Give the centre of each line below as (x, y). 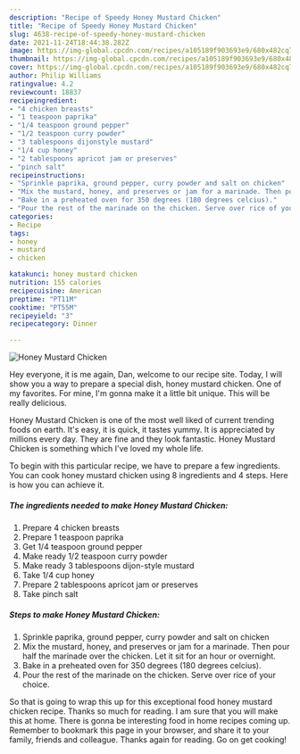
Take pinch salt (50, 594)
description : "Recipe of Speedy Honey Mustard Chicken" (115, 17)
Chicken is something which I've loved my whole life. (106, 449)
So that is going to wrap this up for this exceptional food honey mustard (141, 702)
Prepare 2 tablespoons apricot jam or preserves (110, 584)
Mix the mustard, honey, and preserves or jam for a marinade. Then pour (156, 647)
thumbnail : (29, 59)
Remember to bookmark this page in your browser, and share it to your (139, 730)
